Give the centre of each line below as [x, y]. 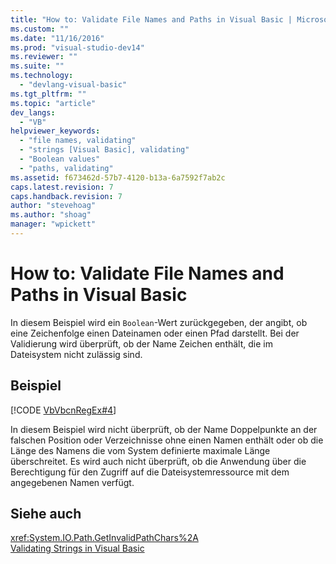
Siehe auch [46, 514]
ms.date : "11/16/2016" [57, 38]
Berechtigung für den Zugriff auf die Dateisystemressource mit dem [150, 472]
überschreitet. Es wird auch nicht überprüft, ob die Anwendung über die [158, 461]
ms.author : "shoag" [51, 215]
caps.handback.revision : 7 [66, 196]
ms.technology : [42, 76]
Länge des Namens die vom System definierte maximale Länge [140, 450]
